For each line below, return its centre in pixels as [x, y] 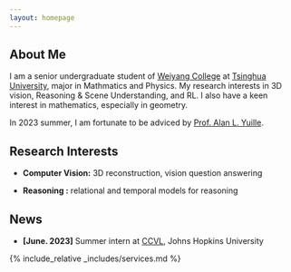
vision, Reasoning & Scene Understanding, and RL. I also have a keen [139, 95]
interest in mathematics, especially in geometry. [99, 105]
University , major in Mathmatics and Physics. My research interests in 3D [146, 86]
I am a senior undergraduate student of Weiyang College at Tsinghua [138, 76]
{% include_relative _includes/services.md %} [95, 258]
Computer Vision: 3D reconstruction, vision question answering [142, 173]
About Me [38, 55]
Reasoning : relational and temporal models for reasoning [130, 190]
